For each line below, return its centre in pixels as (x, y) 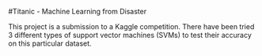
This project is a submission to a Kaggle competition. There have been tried (131, 26)
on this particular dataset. (50, 43)
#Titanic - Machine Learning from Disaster (78, 11)
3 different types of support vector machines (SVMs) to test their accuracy (130, 35)
